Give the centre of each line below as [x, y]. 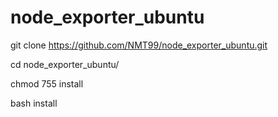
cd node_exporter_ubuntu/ [65, 64]
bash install [34, 103]
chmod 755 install [47, 83]
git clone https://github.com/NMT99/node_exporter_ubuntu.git [139, 45]
